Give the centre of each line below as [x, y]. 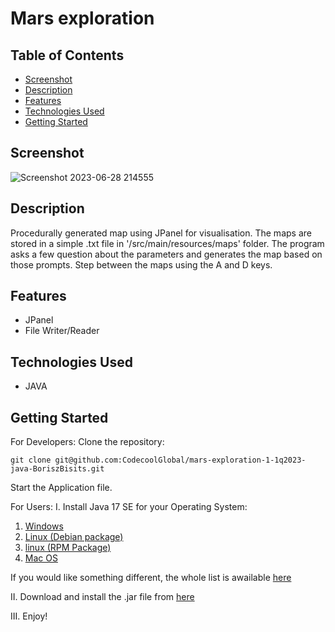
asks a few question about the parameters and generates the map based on [166, 254]
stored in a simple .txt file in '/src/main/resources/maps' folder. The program [167, 243]
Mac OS [41, 558]
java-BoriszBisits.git [57, 469]
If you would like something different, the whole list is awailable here [151, 578]
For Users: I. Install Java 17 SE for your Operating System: [129, 507]
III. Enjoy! [29, 616]
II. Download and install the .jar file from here [102, 597]
